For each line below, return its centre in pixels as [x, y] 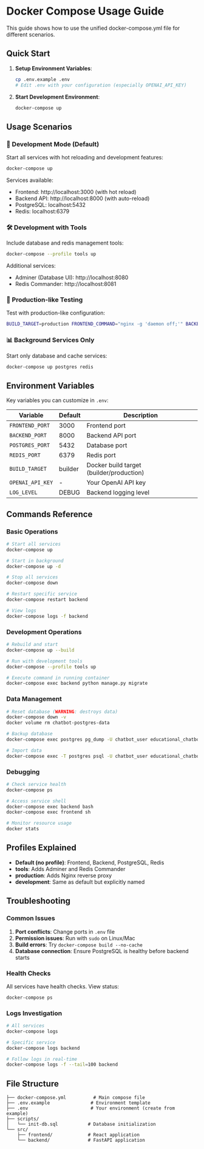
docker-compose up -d [34, 566]
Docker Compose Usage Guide [85, 11]
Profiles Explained [42, 848]
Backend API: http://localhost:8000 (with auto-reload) [82, 198]
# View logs [21, 610]
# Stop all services [32, 577]
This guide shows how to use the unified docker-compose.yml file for [93, 28]
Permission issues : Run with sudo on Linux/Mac [75, 938]
